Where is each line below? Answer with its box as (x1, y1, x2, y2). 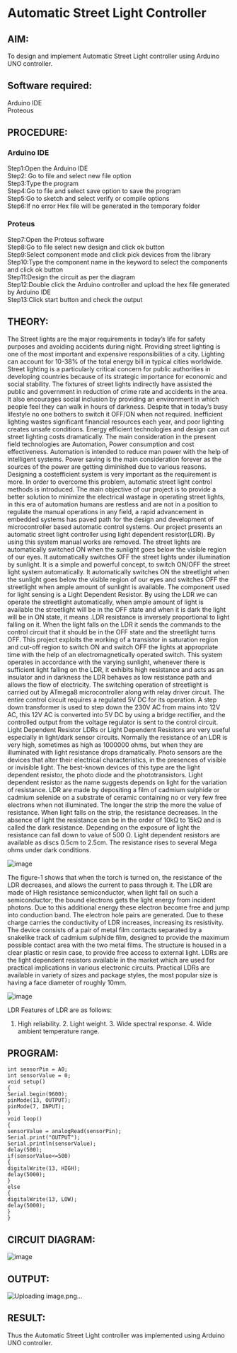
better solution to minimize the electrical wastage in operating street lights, (7, 492, 225, 501)
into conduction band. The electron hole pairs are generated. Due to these (7, 910, 224, 919)
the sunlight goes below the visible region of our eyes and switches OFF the (7, 575, 229, 583)
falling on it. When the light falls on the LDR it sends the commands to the (7, 620, 221, 629)
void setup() (7, 1079, 46, 1086)
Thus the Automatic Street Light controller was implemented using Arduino (7, 1331, 225, 1340)
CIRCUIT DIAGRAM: (7, 1233, 96, 1245)
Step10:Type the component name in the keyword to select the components (7, 257, 228, 266)
